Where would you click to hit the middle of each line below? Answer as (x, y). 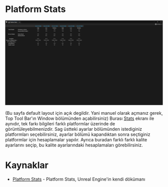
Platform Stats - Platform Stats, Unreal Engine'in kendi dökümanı (79, 179)
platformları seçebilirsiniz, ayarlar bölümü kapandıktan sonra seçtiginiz (78, 134)
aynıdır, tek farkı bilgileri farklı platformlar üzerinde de (60, 124)
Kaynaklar (27, 165)
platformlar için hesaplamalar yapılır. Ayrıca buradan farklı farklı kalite (76, 140)
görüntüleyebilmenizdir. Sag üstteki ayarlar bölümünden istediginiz (74, 129)
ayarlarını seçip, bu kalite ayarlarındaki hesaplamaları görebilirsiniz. (74, 145)
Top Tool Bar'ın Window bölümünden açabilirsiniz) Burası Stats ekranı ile (80, 118)
